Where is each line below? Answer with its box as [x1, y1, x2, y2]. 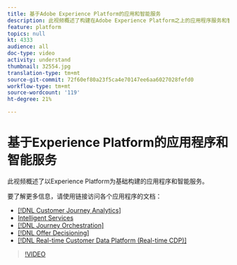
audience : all [7, 43, 49, 50]
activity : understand [7, 57, 71, 64]
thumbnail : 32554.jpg [7, 63, 71, 70]
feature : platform [7, 23, 61, 30]
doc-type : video [7, 50, 55, 57]
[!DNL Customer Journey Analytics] [17, 206, 121, 214]
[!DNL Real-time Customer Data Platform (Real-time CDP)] [17, 236, 187, 245]
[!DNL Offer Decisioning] [17, 228, 90, 237]
